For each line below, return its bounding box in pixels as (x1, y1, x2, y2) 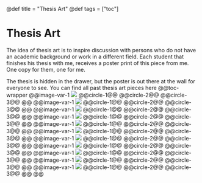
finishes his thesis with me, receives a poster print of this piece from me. (6, 59, 189, 66)
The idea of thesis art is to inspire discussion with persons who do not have (6, 46, 197, 54)
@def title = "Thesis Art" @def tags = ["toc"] (6, 5, 119, 12)
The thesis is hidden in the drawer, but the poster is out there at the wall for (6, 77, 195, 85)
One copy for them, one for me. (6, 66, 85, 73)
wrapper (6, 91, 28, 98)
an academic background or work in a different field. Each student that (6, 53, 184, 60)
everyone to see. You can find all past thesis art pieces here (6, 84, 157, 91)
